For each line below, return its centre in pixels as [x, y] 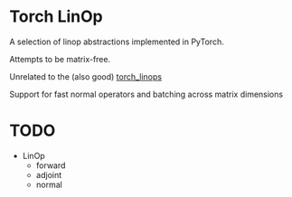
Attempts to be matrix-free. [60, 59]
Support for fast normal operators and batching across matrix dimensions [146, 94]
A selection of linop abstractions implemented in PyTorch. [117, 42]
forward [51, 165]
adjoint [49, 174]
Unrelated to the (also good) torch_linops [86, 76]
